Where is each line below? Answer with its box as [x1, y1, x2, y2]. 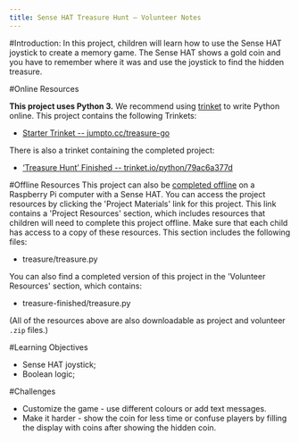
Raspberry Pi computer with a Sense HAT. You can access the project [9, 188, 266, 199]
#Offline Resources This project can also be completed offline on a [9, 179, 255, 190]
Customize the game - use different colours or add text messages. [21, 403, 267, 413]
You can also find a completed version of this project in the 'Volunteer [9, 271, 266, 281]
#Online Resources [9, 83, 79, 94]
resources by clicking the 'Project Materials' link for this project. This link [9, 198, 277, 209]
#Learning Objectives [9, 341, 88, 353]
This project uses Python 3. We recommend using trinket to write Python [9, 100, 280, 112]
